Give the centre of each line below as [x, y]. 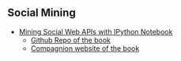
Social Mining [41, 13]
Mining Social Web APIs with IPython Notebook [96, 31]
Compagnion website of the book [85, 48]
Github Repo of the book [71, 40]
